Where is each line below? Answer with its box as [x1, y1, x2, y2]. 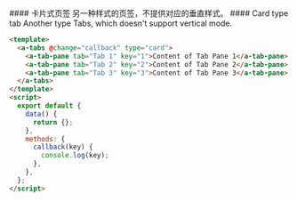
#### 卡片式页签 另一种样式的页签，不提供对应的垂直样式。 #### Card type [9, 8, 289, 19]
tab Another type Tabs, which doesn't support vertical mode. [9, 18, 233, 28]
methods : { [25, 134, 66, 143]
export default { [17, 101, 82, 110]
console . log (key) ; [41, 151, 109, 160]
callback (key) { [32, 142, 93, 152]
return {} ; [32, 117, 74, 126]
